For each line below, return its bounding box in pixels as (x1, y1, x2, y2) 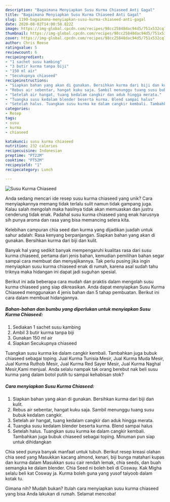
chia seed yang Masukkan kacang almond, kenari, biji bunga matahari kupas (5, 454, 164, 461)
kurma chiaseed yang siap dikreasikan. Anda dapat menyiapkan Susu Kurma (5, 284, 165, 290)
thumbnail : (5, 31, 28, 36)
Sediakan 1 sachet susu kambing (12, 324, 81, 330)
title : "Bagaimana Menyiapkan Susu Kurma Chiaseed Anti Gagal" (5, 12, 142, 17)
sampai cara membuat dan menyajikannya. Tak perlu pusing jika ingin (5, 258, 150, 264)
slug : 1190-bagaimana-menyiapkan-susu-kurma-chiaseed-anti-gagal (5, 17, 146, 22)
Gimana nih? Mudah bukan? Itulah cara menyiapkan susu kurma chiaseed (5, 485, 159, 491)
